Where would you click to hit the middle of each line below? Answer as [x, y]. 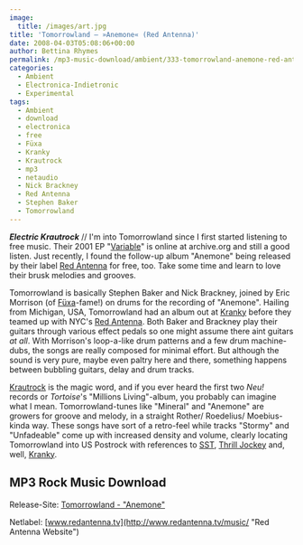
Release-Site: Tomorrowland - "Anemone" [87, 504]
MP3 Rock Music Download [88, 483]
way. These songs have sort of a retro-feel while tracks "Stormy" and [161, 425]
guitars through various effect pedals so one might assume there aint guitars [151, 331]
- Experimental [46, 93]
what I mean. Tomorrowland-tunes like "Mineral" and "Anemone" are [137, 406]
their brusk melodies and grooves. [73, 275]
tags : [19, 102]
